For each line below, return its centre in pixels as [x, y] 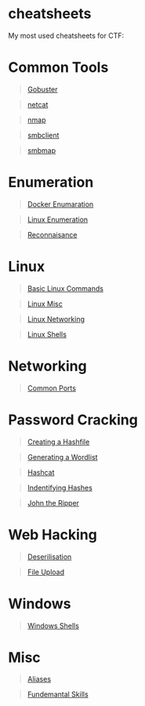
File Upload [46, 572]
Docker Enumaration [60, 204]
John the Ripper [53, 502]
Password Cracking [73, 420]
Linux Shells [47, 334]
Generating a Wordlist [62, 457]
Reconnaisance [52, 234]
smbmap [42, 150]
